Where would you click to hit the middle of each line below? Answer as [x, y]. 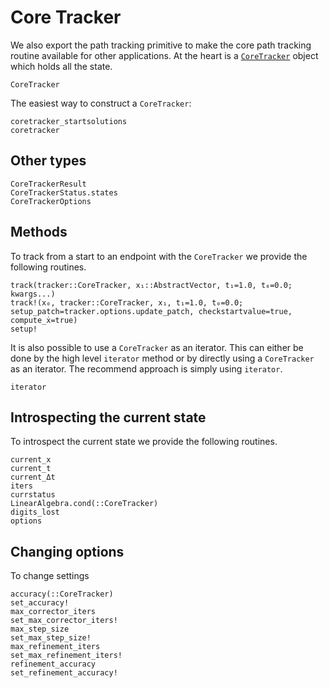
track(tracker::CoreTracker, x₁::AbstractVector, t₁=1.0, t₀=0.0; [151, 285]
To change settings [50, 576]
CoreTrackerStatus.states [64, 192]
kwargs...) [33, 294]
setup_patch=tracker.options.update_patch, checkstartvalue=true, [151, 311]
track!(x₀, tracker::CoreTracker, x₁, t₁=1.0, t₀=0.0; [127, 302]
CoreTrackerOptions [51, 201]
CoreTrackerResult [48, 184]
